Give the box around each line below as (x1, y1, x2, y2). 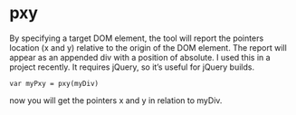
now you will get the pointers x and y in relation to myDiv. (9, 94, 223, 106)
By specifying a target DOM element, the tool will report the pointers (9, 33, 264, 43)
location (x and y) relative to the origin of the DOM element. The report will (9, 42, 287, 53)
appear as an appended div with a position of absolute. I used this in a (9, 52, 271, 62)
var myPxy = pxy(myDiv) (9, 79, 100, 88)
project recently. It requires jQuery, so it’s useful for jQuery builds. (9, 62, 255, 72)
